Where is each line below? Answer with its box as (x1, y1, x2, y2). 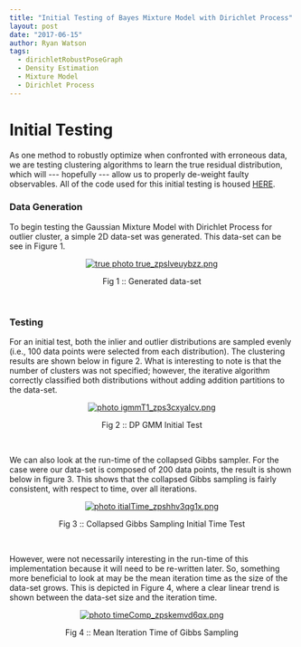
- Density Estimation (17, 64, 99, 73)
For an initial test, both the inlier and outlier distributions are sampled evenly (9, 337, 292, 347)
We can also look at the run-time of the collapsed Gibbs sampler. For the (9, 454, 279, 466)
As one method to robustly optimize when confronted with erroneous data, (9, 149, 287, 160)
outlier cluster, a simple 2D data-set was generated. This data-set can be (9, 231, 282, 242)
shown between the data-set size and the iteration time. (9, 592, 218, 603)
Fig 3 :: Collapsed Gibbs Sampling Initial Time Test (58, 519, 246, 529)
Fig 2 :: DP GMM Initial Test (101, 420, 202, 431)
